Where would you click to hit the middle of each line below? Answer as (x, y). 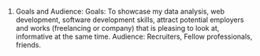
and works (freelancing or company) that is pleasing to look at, (117, 28)
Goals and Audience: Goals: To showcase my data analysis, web (120, 11)
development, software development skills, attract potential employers (130, 20)
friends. (28, 45)
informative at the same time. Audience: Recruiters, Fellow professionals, (134, 36)
